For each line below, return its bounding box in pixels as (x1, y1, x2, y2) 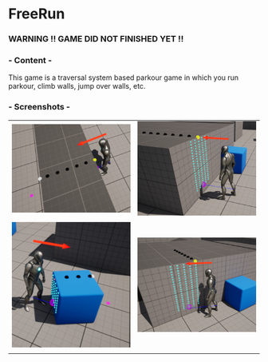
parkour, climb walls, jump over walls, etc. (8, 82, 146, 91)
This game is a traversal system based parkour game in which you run (8, 73, 239, 82)
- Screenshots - (8, 101, 70, 113)
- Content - (8, 55, 53, 66)
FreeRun (8, 5, 65, 23)
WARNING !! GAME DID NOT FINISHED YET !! (8, 34, 184, 45)
